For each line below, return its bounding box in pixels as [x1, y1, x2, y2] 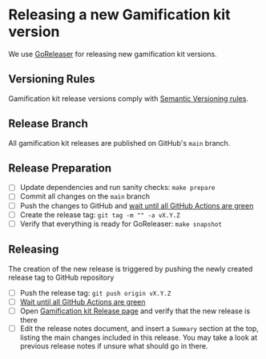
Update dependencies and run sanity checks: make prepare [19, 183, 216, 192]
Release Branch [8, 117, 88, 131]
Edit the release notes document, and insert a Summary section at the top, [19, 323, 259, 333]
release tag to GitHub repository [8, 272, 115, 282]
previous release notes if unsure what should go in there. [19, 341, 208, 350]
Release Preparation [8, 161, 112, 175]
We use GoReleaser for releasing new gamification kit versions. [8, 49, 218, 58]
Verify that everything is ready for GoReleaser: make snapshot [19, 219, 223, 228]
